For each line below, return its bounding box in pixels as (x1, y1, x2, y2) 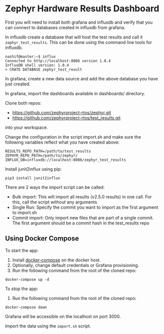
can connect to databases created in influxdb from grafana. (5, 24, 126, 30)
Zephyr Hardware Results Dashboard (5, 3, 160, 14)
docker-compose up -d (5, 277, 50, 282)
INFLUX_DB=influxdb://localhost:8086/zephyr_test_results (5, 157, 126, 162)
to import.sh (12, 209, 37, 215)
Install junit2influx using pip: (5, 166, 62, 172)
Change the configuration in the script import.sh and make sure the (5, 134, 141, 140)
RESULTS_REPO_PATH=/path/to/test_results (5, 148, 91, 153)
